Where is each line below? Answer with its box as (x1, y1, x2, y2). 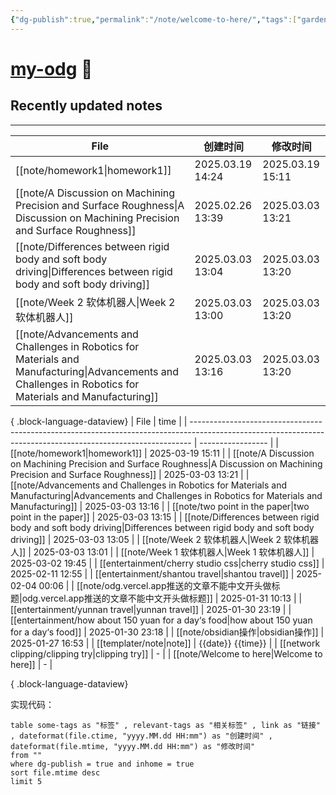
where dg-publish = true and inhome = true (10, 759, 195, 769)
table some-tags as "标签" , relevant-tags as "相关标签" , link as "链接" (10, 720, 322, 730)
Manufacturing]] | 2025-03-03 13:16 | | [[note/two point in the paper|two (10, 500, 310, 512)
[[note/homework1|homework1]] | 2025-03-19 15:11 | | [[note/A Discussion (10, 447, 315, 459)
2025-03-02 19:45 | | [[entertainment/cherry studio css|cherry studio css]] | (10, 557, 325, 569)
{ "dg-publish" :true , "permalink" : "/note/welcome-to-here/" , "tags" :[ (10, 14, 298, 25)
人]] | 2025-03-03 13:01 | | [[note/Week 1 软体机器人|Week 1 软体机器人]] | (10, 546, 315, 558)
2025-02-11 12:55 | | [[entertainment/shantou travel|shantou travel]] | (10, 567, 295, 580)
